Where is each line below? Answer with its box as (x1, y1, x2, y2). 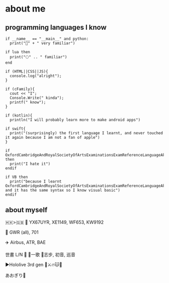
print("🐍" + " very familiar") (10, 41, 75, 46)
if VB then (5, 174, 28, 179)
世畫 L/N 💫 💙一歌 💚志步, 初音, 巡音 (5, 251, 75, 257)
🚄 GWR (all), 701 (5, 229, 39, 235)
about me (5, 3, 46, 15)
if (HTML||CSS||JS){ (5, 69, 49, 74)
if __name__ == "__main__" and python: (5, 36, 89, 41)
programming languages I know (5, 23, 107, 32)
